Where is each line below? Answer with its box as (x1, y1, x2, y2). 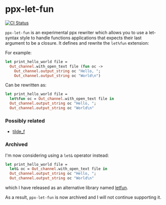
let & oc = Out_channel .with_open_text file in (9, 166, 108, 172)
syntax (5, 35, 19, 41)
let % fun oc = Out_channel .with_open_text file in (9, 96, 114, 101)
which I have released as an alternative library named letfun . (5, 185, 128, 191)
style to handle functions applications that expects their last (19, 35, 142, 41)
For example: (5, 50, 32, 56)
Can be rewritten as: (5, 82, 47, 88)
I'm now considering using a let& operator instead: (5, 152, 109, 158)
